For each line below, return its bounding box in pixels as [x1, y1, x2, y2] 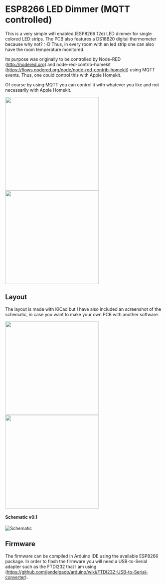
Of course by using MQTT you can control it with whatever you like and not [5, 81, 160, 88]
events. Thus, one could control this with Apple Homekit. [5, 72, 122, 78]
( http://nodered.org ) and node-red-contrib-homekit [5, 61, 111, 67]
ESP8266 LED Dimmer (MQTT [5, 3, 131, 15]
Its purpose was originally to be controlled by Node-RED [5, 56, 121, 62]
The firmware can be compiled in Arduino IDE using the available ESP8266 [5, 553, 159, 559]
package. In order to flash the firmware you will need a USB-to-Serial [5, 558, 147, 564]
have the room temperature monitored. [5, 46, 85, 52]
